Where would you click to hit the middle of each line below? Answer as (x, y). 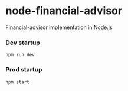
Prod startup (24, 70)
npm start (18, 82)
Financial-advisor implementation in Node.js (59, 27)
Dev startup (23, 43)
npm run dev (20, 55)
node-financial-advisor (64, 11)
